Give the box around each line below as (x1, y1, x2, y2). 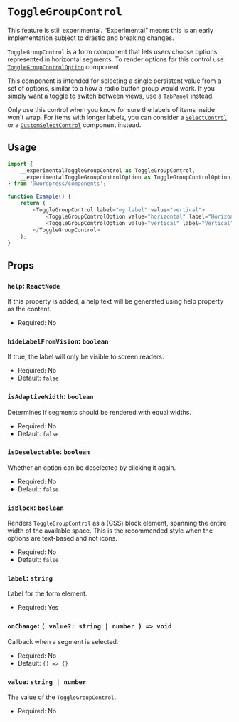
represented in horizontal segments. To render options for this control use (7, 55, 224, 64)
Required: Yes (17, 603, 59, 612)
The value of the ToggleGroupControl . (7, 693, 117, 701)
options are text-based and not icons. (7, 534, 117, 543)
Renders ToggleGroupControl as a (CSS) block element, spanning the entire (7, 519, 227, 528)
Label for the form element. (7, 589, 87, 598)
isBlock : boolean (7, 502, 64, 512)
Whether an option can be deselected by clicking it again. (7, 463, 176, 472)
